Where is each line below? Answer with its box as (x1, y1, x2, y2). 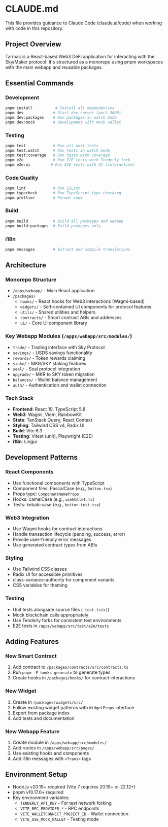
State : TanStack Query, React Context (12, 417, 92, 423)
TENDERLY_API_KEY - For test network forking (20, 800, 112, 806)
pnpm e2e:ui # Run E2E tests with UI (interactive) (5, 162, 136, 167)
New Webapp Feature (5, 728, 60, 735)
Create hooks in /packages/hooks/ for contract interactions (12, 675, 136, 681)
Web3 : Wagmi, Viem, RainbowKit (12, 411, 82, 418)
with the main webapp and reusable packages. (5, 64, 103, 70)
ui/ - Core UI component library (20, 320, 87, 326)
